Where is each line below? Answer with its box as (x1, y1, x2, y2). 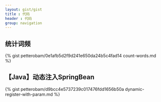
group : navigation (5, 20, 42, 26)
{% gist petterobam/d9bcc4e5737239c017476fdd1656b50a (5, 86, 125, 92)
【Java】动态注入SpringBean (5, 73, 95, 81)
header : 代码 (5, 16, 32, 21)
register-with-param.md (5, 91, 53, 97)
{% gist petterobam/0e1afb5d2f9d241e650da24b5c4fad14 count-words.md (5, 53, 157, 58)
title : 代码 (5, 12, 30, 16)
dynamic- (125, 86, 145, 92)
